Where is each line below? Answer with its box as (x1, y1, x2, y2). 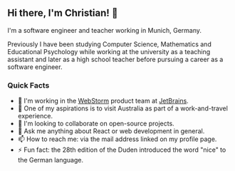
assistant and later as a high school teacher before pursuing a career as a (7, 55, 224, 63)
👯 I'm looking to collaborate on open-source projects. (17, 119, 174, 128)
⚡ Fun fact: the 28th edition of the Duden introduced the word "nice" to (17, 145, 226, 154)
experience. (17, 112, 53, 120)
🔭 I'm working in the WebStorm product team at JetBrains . (17, 97, 189, 105)
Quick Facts (7, 80, 50, 90)
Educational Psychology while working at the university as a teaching (7, 47, 211, 56)
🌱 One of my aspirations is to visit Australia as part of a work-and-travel (17, 104, 228, 113)
